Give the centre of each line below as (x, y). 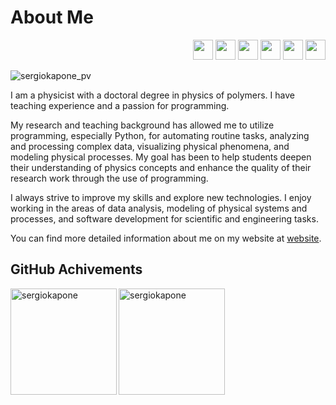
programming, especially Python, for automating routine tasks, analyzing (160, 135)
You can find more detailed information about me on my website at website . (166, 238)
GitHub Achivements (76, 269)
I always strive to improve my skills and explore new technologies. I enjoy (161, 197)
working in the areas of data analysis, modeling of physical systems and (159, 208)
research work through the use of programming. (109, 178)
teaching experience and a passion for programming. (120, 105)
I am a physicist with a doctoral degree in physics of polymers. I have (152, 95)
